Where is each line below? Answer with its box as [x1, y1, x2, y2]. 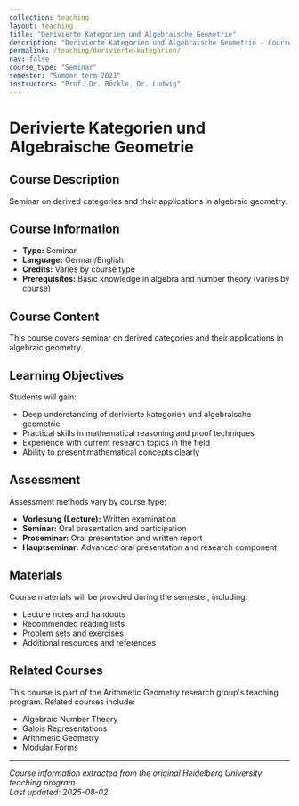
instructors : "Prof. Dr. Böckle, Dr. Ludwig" [9, 79, 181, 88]
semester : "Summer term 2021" [9, 71, 122, 80]
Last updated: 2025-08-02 [9, 786, 109, 797]
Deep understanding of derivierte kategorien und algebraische [21, 409, 252, 420]
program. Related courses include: [9, 696, 136, 707]
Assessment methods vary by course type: [9, 496, 167, 506]
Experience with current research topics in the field [21, 438, 211, 448]
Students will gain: [9, 391, 77, 402]
